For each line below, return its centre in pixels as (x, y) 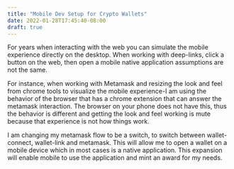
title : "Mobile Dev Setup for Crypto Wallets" (77, 14)
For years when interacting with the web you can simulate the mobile (108, 48)
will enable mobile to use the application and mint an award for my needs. (115, 158)
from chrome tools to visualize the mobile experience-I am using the (107, 91)
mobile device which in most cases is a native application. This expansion (115, 151)
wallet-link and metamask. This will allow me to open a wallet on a (131, 143)
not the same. (27, 70)
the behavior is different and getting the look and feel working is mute (109, 114)
